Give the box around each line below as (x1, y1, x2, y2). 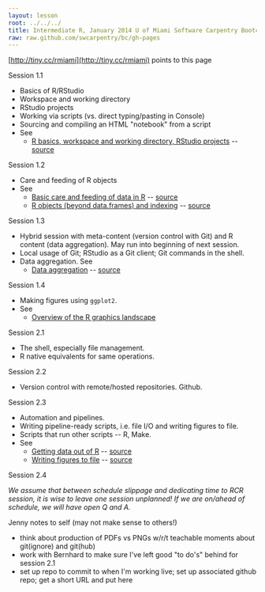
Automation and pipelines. (19, 413, 105, 423)
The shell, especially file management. (19, 343, 145, 353)
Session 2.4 (8, 470, 47, 480)
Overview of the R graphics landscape (31, 313, 156, 322)
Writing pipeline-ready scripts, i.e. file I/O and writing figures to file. (19, 421, 239, 431)
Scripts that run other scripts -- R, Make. (19, 430, 151, 439)
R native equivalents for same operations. (19, 351, 155, 361)
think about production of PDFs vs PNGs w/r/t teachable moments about (19, 533, 256, 543)
